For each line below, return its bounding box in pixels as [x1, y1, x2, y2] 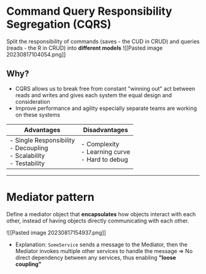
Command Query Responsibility [6, 4, 173, 18]
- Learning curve [80, 147, 131, 156]
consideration [15, 98, 50, 105]
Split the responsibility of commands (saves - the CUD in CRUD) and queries [6, 37, 200, 45]
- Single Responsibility [9, 136, 75, 144]
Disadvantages [83, 125, 129, 134]
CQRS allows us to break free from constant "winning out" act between [15, 85, 196, 92]
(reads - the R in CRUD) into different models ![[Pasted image [6, 44, 163, 52]
